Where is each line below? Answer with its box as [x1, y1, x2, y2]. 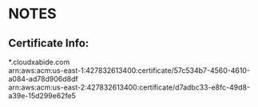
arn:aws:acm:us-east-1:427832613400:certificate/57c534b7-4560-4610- [8, 66, 250, 75]
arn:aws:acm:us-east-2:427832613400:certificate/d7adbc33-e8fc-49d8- [8, 82, 250, 92]
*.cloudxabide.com [8, 57, 70, 67]
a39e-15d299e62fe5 [8, 91, 76, 100]
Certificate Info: [8, 36, 89, 50]
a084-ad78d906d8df [8, 75, 78, 83]
